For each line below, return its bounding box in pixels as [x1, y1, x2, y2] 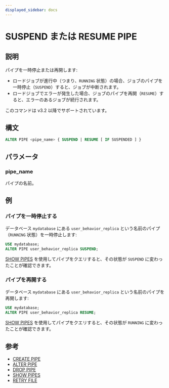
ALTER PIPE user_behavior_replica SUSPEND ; [5, 246, 99, 251]
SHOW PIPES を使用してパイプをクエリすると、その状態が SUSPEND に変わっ [5, 256, 163, 262]
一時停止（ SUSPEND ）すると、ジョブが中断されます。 [12, 84, 121, 90]
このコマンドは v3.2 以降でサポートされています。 [5, 107, 110, 113]
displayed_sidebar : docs [5, 7, 58, 13]
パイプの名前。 [5, 180, 36, 186]
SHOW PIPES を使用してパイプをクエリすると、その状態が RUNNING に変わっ [5, 320, 163, 326]
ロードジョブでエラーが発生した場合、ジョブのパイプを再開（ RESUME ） [12, 90, 159, 96]
